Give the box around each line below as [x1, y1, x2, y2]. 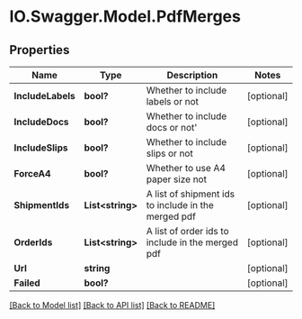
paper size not [146, 173, 207, 186]
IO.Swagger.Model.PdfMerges [9, 6, 241, 27]
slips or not [146, 147, 193, 159]
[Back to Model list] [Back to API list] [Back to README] [9, 300, 216, 310]
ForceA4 [13, 168, 51, 179]
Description [166, 69, 218, 81]
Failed [13, 277, 40, 289]
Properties [9, 42, 70, 58]
